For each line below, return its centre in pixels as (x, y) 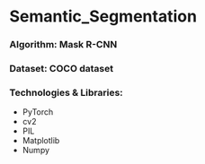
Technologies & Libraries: (66, 92)
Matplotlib (41, 141)
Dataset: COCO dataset (62, 69)
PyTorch (38, 112)
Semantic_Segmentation (103, 17)
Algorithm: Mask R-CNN (63, 45)
